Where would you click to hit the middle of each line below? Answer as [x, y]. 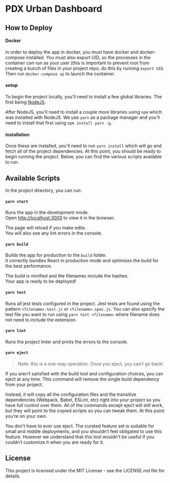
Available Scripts [33, 178]
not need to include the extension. [41, 320]
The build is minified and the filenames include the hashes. [67, 276]
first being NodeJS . [26, 102]
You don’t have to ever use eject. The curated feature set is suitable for [80, 426]
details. [13, 476]
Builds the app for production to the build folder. [56, 255]
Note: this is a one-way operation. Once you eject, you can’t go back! [90, 364]
